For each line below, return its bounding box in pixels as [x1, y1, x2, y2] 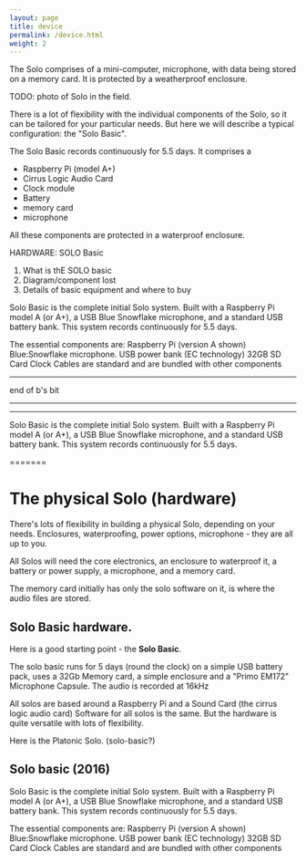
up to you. [9, 538, 47, 549]
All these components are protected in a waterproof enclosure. [9, 230, 246, 241]
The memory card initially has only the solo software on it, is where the [9, 583, 275, 594]
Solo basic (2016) [9, 762, 111, 777]
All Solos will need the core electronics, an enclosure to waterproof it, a [9, 556, 278, 566]
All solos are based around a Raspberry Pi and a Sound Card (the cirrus [9, 699, 278, 709]
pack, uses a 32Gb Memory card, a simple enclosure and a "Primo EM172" [9, 671, 290, 681]
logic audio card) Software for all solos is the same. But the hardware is [9, 708, 278, 719]
